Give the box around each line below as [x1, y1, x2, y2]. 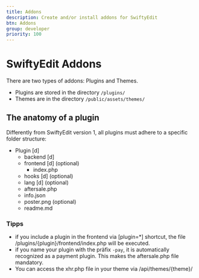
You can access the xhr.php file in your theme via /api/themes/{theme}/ [14, 265, 193, 273]
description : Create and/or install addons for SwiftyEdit [6, 14, 158, 21]
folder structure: [6, 135, 47, 142]
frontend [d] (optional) [24, 159, 80, 166]
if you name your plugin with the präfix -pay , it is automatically [14, 246, 170, 253]
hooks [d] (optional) [24, 172, 74, 180]
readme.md [24, 204, 53, 212]
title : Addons [6, 8, 42, 15]
